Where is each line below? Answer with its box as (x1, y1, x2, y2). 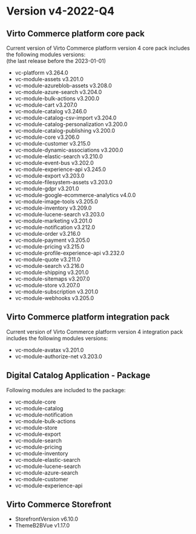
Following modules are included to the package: (6, 386, 126, 393)
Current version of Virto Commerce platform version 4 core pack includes (6, 44, 191, 52)
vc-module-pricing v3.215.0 (15, 243, 85, 250)
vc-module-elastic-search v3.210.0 (15, 153, 103, 160)
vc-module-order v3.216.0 (15, 230, 80, 237)
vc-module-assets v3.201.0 (15, 76, 83, 82)
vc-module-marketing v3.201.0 (15, 217, 93, 224)
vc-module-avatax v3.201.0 (15, 346, 84, 353)
